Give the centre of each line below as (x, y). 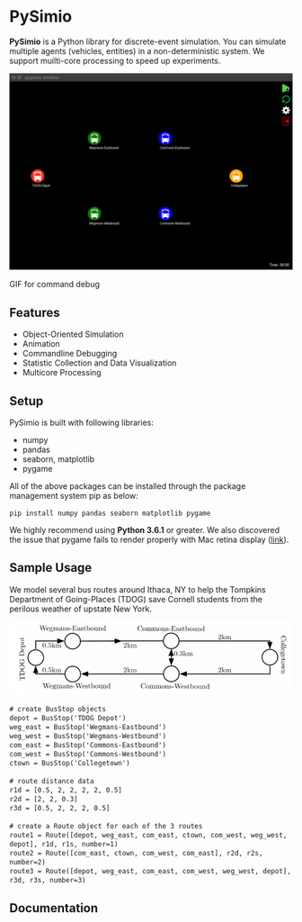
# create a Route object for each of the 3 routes (106, 827)
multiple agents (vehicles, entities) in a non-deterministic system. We (137, 50)
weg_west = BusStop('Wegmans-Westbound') (88, 737)
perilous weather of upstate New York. (81, 609)
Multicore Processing (62, 373)
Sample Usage (51, 568)
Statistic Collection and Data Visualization (99, 363)
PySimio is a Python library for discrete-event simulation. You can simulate (148, 41)
